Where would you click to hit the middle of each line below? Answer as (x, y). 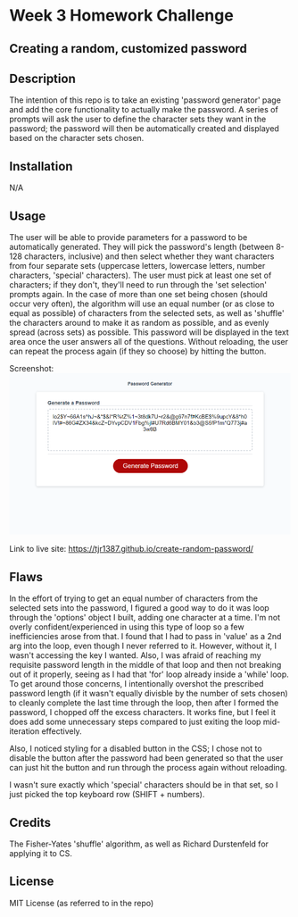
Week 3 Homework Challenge (121, 16)
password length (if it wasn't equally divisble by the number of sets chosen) (149, 694)
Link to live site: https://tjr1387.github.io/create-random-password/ (132, 549)
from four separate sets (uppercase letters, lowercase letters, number (137, 266)
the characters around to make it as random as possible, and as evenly (139, 323)
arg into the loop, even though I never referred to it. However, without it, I (143, 646)
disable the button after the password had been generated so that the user (146, 758)
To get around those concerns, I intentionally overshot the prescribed (137, 684)
